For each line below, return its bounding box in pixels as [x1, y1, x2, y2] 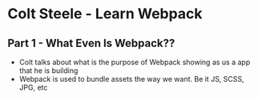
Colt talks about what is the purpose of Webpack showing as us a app [18, 57, 251, 67]
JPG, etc [18, 83, 48, 92]
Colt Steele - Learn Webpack [7, 5, 203, 23]
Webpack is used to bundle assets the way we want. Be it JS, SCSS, [18, 75, 245, 83]
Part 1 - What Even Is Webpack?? [7, 37, 175, 50]
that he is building [18, 66, 79, 75]
